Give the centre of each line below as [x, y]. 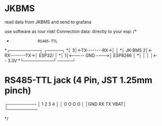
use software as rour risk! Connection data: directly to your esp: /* [71, 31]
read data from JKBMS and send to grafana [48, 22]
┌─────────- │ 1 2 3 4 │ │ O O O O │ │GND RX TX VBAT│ [65, 104]
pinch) [18, 91]
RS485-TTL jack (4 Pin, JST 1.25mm [79, 80]
